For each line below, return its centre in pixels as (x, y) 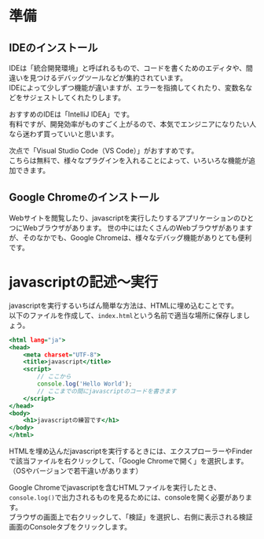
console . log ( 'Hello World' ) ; (85, 384)
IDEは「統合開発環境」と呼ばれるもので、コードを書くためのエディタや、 (128, 68)
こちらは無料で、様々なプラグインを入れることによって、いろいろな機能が (129, 161)
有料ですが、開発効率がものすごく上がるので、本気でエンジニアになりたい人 (133, 124)
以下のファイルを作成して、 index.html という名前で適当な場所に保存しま (126, 315)
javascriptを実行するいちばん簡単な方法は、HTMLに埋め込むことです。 (124, 305)
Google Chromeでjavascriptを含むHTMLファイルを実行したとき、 (115, 487)
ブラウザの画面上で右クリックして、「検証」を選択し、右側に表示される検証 (131, 517)
